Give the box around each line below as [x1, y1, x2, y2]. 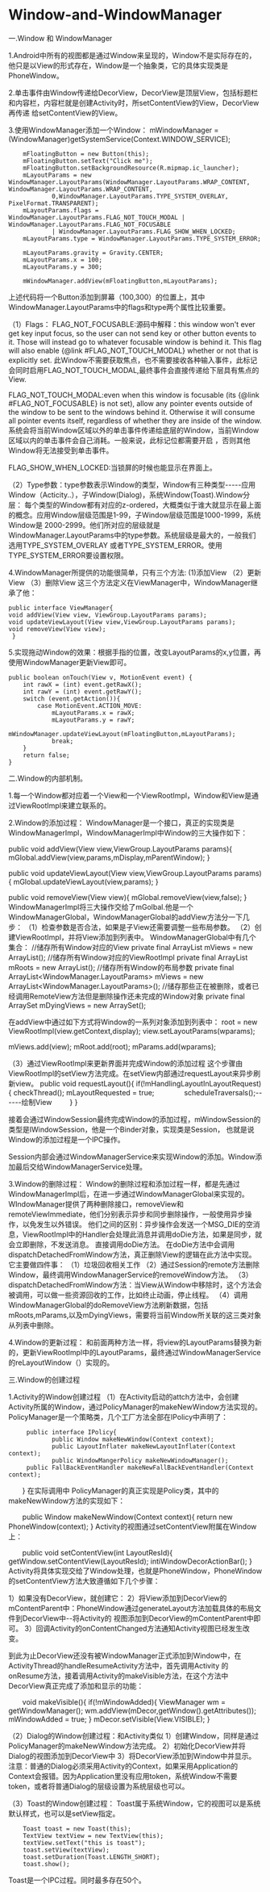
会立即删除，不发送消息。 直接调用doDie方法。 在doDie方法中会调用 [8, 1239, 235, 1249]
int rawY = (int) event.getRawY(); [23, 688, 143, 696]
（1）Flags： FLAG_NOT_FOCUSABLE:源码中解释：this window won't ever [8, 319, 255, 329]
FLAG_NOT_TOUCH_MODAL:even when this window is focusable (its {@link [8, 390, 260, 400]
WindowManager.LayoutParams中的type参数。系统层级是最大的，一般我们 [8, 530, 256, 540]
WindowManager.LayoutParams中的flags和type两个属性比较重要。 [8, 302, 231, 312]
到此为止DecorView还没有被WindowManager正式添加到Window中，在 [8, 1651, 242, 1660]
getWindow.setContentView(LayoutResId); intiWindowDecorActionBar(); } [8, 1556, 252, 1566]
